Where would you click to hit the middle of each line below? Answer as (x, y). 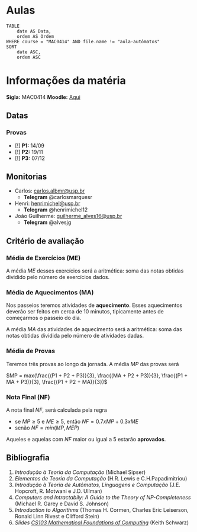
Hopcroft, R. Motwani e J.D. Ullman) (58, 491)
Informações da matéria (66, 81)
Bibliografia (28, 458)
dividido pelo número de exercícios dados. (58, 277)
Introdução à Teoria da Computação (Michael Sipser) (80, 472)
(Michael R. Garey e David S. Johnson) (62, 504)
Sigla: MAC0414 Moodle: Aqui (43, 97)
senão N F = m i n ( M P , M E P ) (47, 428)
